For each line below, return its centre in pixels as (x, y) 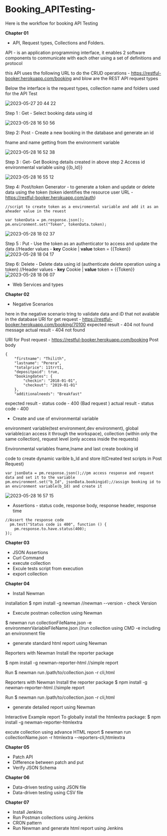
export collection (30, 574)
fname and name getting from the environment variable (62, 142)
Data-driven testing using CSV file (48, 792)
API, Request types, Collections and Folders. (58, 43)
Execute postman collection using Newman (57, 613)
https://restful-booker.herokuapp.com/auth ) (51, 197)
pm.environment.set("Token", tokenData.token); (56, 224)
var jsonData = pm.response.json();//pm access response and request (80, 473)
